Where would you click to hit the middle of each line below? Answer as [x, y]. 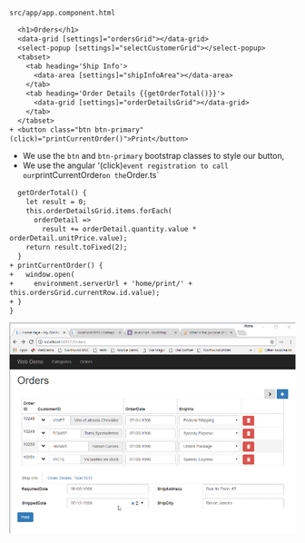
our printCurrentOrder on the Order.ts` [91, 175]
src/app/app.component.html [63, 13]
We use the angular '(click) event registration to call [126, 165]
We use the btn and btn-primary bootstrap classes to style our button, [153, 156]
